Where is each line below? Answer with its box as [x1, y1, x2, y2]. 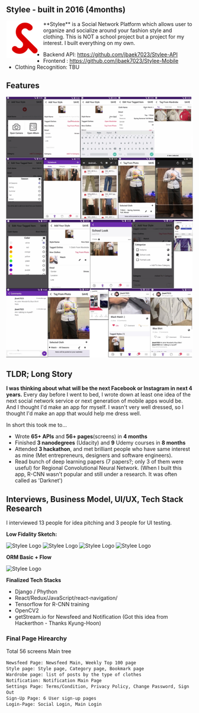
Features [6, 81, 40, 91]
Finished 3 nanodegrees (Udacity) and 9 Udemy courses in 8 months [14, 439, 186, 446]
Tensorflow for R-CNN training [14, 601, 90, 608]
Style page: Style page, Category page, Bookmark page [6, 666, 145, 672]
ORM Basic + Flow [6, 554, 52, 561]
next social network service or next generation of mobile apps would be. [6, 397, 183, 405]
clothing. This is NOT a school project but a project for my [43, 33, 185, 40]
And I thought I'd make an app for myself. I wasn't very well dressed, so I [6, 404, 184, 411]
